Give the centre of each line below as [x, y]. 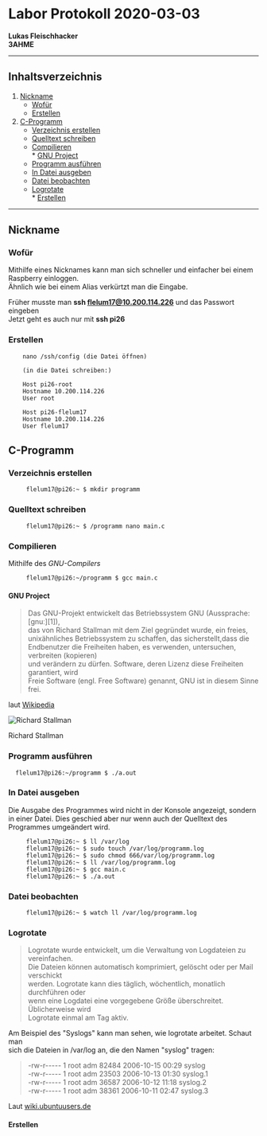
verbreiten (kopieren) [62, 656]
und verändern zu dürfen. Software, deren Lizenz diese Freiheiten [135, 664]
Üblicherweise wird [59, 1009]
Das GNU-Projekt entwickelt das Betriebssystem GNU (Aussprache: [139, 613]
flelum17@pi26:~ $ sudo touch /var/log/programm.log [115, 849]
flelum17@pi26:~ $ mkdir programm [83, 490]
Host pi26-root [48, 384]
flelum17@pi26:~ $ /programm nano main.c [95, 526]
